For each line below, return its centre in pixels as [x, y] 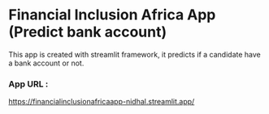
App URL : [28, 84]
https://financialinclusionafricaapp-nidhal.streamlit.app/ [102, 102]
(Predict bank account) [88, 32]
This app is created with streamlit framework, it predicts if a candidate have [135, 54]
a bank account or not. [46, 63]
